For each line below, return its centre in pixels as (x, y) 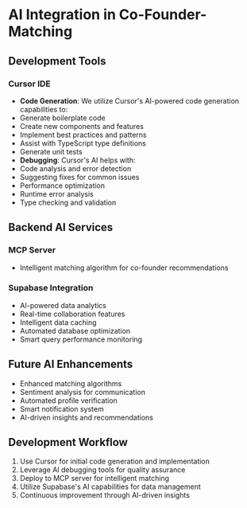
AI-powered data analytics (63, 305)
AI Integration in (62, 15)
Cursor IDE (30, 84)
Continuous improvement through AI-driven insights (105, 495)
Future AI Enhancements (71, 364)
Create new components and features (82, 126)
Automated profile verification (68, 401)
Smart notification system (62, 408)
